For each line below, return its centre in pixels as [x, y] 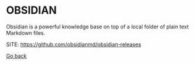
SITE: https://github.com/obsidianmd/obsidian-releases [74, 44]
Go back [17, 56]
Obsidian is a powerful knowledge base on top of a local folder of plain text [97, 27]
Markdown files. [26, 32]
